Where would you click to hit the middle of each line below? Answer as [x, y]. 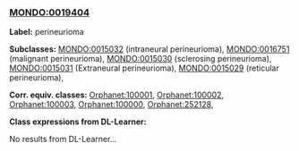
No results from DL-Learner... [63, 139]
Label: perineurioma [47, 32]
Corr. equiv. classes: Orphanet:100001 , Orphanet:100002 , [117, 95]
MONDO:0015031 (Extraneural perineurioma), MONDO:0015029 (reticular [144, 68]
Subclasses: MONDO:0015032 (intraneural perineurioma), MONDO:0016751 [149, 49]
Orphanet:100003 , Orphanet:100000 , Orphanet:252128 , [111, 105]
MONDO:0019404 [50, 13]
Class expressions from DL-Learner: [78, 122]
